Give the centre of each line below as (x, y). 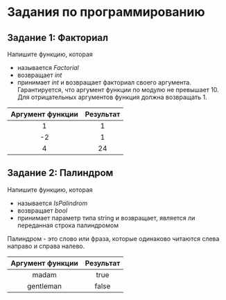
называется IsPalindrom (52, 203)
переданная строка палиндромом (68, 225)
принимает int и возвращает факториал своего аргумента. (104, 82)
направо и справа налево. (46, 246)
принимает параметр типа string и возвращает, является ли (106, 218)
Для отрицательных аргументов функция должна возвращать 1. (112, 97)
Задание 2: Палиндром (60, 173)
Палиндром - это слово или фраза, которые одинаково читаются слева (113, 238)
